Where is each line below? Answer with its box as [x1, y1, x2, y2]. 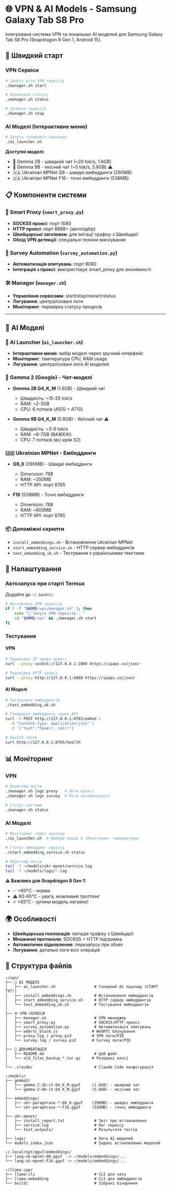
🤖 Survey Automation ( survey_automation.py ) [5, 249, 118, 256]
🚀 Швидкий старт [5, 52, 63, 60]
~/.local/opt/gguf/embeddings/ [5, 1149, 72, 1154]
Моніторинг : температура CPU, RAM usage [12, 355, 107, 361]
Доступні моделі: [5, 149, 45, 155]
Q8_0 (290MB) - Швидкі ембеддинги [12, 461, 93, 467]
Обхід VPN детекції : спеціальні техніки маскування [12, 236, 126, 242]
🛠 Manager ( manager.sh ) [5, 279, 67, 286]
